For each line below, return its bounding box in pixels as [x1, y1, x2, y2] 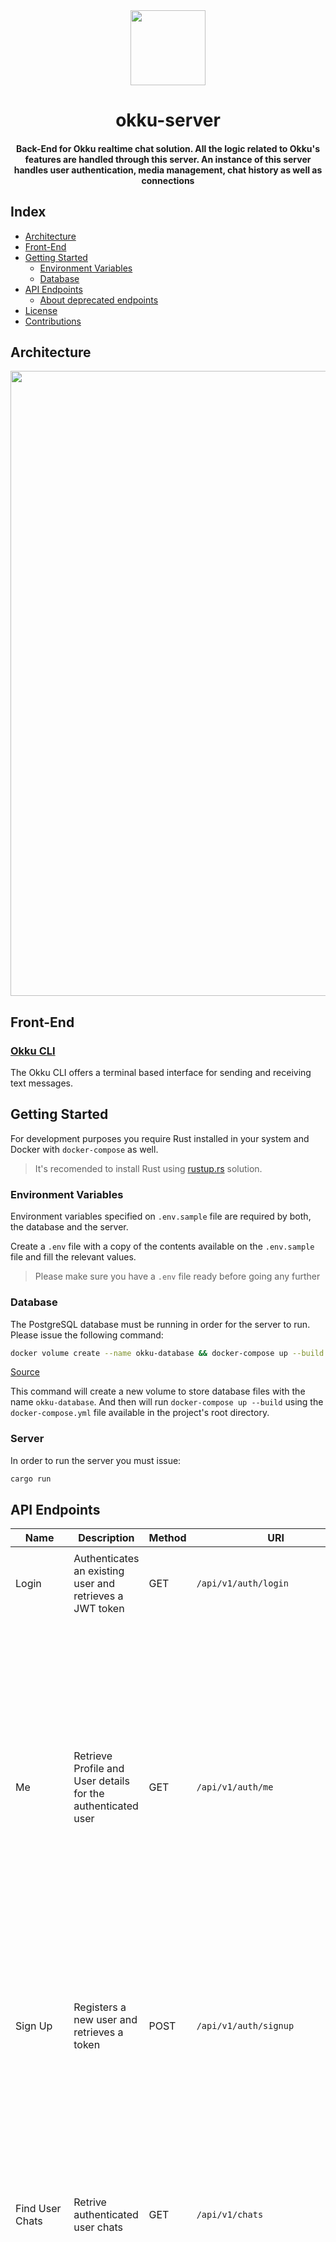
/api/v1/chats [196, 2209, 264, 2221]
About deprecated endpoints [39, 294, 159, 306]
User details [73, 1774, 130, 1788]
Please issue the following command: [10, 1329, 164, 1341]
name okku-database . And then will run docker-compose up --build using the [10, 1396, 324, 1408]
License [24, 304, 58, 316]
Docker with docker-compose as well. [10, 1143, 159, 1155]
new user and [73, 2013, 138, 2027]
